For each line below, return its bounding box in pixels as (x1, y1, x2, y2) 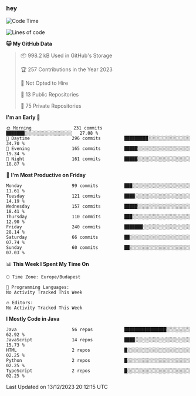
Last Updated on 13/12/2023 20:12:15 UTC (6, 384, 108, 391)
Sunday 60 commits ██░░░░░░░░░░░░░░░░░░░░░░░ (6, 245, 191, 251)
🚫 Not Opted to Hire (20, 79, 69, 86)
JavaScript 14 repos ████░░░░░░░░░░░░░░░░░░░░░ (6, 337, 191, 343)
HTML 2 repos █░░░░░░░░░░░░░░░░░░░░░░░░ (6, 347, 191, 354)
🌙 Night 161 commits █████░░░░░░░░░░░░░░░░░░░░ (6, 156, 191, 162)
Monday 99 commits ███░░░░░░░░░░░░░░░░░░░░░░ (6, 183, 191, 189)
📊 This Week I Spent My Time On (6, 261, 89, 268)
